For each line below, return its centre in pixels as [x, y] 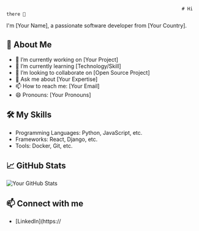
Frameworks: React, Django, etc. [56, 139]
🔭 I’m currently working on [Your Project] [66, 59]
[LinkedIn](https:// [38, 221]
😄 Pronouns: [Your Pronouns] [53, 94]
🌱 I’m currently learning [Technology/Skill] [68, 66]
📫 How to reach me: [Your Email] [57, 86]
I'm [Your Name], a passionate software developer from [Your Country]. [97, 25]
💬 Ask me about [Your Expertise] [56, 79]
